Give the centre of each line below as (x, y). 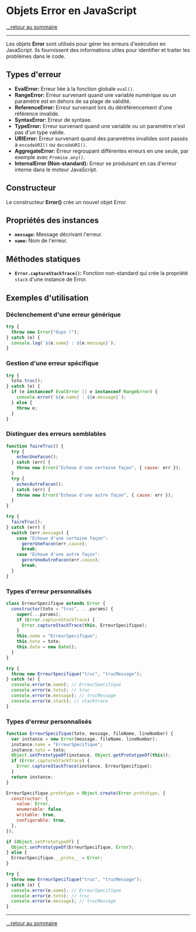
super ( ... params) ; (39, 614)
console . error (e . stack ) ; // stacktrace (60, 701)
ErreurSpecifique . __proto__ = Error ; (57, 858)
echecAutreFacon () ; (40, 484)
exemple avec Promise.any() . (50, 157)
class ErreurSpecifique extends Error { (56, 604)
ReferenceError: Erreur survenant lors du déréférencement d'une (93, 107)
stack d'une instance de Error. (51, 280)
